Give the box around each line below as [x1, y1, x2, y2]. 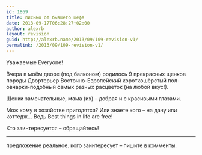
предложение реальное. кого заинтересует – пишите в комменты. [6, 142, 177, 149]
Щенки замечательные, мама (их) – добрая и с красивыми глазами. [6, 94, 182, 102]
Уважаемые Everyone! [6, 58, 63, 66]
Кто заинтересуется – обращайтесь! [6, 124, 99, 132]
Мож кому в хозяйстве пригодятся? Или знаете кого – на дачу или [6, 106, 177, 114]
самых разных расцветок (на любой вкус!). [57, 83, 169, 90]
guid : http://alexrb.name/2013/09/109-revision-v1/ [6, 37, 138, 43]
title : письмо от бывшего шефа [6, 14, 85, 20]
